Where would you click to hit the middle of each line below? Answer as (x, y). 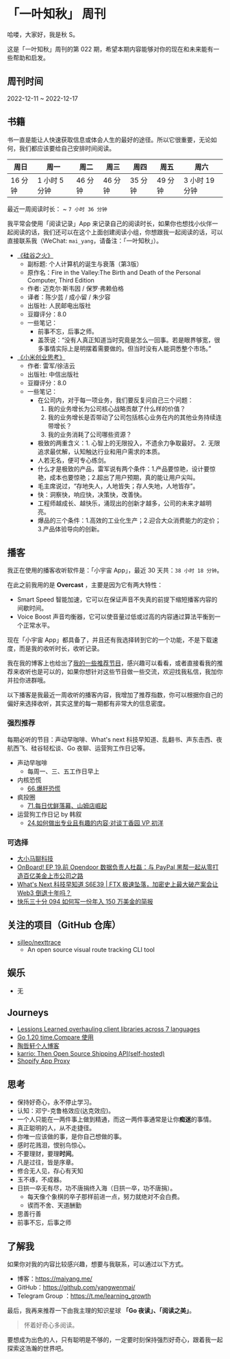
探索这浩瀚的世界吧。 (37, 1349)
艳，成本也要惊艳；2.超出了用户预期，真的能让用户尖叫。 (118, 477)
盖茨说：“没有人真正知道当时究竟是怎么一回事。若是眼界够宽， (126, 340)
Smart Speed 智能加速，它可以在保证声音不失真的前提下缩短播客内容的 (117, 599)
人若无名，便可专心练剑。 (74, 460)
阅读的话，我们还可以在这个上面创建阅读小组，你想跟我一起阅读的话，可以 (118, 232)
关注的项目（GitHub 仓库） (64, 925)
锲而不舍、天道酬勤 (54, 1205)
